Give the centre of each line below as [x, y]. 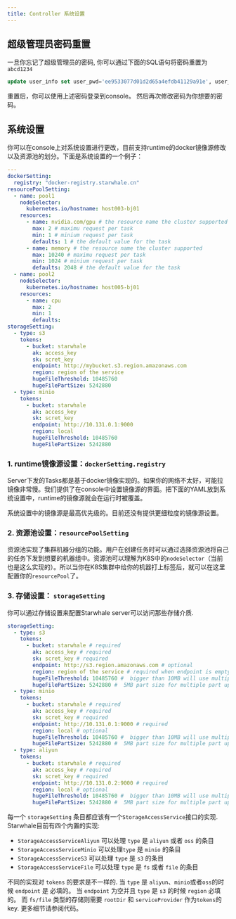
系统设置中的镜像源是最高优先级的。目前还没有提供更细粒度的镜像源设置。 [115, 513]
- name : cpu [43, 300]
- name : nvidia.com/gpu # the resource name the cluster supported [127, 222]
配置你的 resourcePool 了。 [45, 576]
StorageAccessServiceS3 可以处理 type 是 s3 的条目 [90, 858]
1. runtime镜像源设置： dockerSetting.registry [87, 464]
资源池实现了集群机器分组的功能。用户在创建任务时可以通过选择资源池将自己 [118, 550]
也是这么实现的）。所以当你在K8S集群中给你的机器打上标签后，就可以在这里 [117, 567]
